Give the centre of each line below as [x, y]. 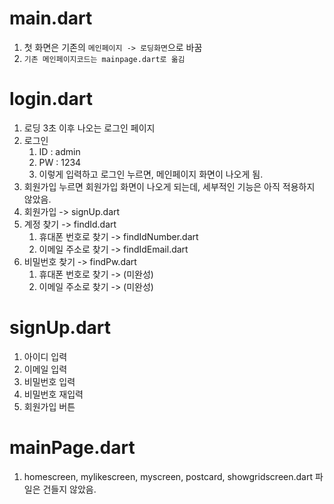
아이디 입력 [45, 356]
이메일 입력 [45, 369]
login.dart [51, 99]
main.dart [51, 18]
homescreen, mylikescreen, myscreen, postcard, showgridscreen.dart [168, 476]
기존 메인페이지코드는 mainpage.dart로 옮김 [104, 59]
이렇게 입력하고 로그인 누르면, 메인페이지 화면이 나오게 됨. [151, 174]
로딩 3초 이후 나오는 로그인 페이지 [89, 128]
